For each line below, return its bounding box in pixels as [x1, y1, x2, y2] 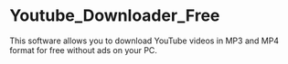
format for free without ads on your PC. [9, 44, 158, 55]
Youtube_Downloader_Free [9, 5, 220, 26]
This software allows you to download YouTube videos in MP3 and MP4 [9, 35, 280, 46]
